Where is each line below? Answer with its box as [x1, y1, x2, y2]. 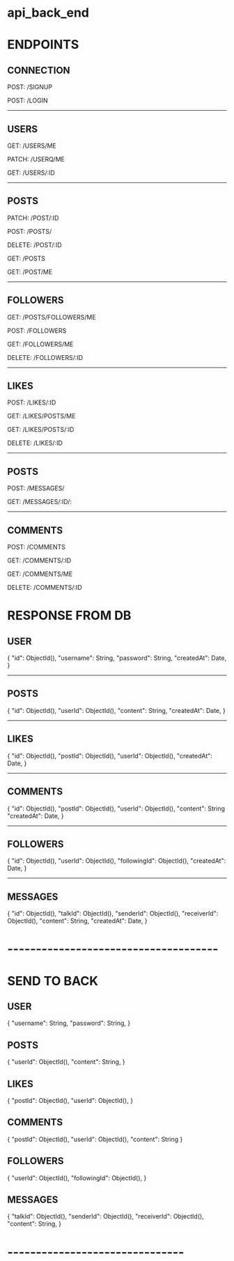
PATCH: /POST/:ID [7, 214, 59, 222]
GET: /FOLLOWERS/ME [7, 340, 74, 348]
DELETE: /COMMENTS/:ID [7, 583, 82, 592]
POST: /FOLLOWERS [7, 326, 67, 335]
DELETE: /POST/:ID [7, 240, 63, 249]
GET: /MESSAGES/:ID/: [7, 498, 72, 506]
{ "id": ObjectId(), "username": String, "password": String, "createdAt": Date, [7, 654, 227, 662]
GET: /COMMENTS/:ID [7, 556, 72, 565]
